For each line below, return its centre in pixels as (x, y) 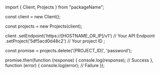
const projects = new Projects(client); (44, 26)
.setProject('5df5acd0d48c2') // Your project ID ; (55, 41)
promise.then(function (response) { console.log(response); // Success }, (79, 60)
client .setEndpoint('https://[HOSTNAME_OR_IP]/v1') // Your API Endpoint (80, 36)
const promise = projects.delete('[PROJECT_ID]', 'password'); (69, 51)
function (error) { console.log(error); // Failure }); (55, 65)
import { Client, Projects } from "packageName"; (55, 7)
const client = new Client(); (33, 17)
